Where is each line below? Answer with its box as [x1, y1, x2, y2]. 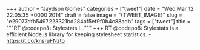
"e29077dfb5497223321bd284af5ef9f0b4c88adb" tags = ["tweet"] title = [6, 18, 191, 25]
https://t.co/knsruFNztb [6, 37, 65, 44]
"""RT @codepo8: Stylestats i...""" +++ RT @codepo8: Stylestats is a [6, 24, 179, 31]
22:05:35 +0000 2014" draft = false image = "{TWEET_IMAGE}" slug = [6, 11, 183, 19]
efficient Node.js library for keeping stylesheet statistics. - [6, 31, 152, 38]
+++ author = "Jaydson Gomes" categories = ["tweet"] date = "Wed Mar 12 [6, 5, 194, 12]
